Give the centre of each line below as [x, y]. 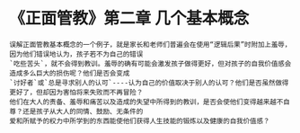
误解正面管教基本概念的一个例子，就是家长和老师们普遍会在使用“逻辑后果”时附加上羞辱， [150, 44]
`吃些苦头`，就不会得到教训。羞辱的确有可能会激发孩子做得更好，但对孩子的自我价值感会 [150, 64]
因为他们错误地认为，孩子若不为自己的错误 [76, 54]
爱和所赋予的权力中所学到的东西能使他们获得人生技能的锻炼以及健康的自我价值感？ [140, 121]
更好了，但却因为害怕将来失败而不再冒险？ [76, 92]
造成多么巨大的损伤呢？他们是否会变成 [70, 73]
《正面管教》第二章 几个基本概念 [129, 18]
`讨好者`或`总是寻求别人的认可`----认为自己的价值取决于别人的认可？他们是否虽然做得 [149, 83]
